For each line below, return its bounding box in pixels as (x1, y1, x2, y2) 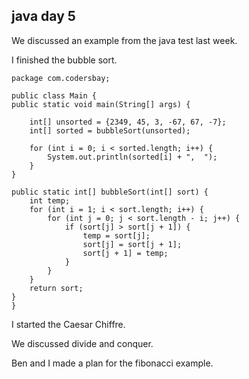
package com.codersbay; (11, 73, 111, 83)
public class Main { (11, 90, 98, 101)
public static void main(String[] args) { (11, 99, 191, 109)
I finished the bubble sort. (11, 54, 118, 66)
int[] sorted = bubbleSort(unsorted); (29, 125, 191, 136)
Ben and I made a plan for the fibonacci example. (11, 357, 214, 369)
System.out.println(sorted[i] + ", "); (47, 152, 218, 162)
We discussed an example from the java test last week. (11, 34, 238, 46)
